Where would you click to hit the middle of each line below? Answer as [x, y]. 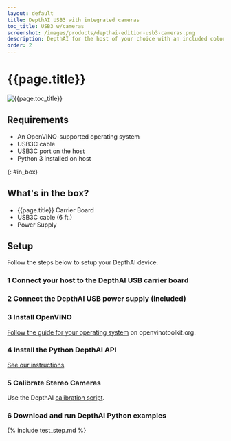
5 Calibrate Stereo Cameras [54, 383]
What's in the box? [48, 193]
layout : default [30, 13]
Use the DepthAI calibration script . [56, 398]
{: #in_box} [23, 172]
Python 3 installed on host [54, 158]
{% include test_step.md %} [47, 431]
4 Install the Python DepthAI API [62, 350]
